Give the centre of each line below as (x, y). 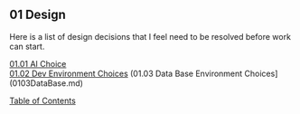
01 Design (37, 15)
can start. (27, 46)
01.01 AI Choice (38, 63)
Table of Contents (43, 100)
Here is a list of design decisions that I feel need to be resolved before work (150, 36)
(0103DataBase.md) (47, 83)
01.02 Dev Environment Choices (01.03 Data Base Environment (126, 73)
